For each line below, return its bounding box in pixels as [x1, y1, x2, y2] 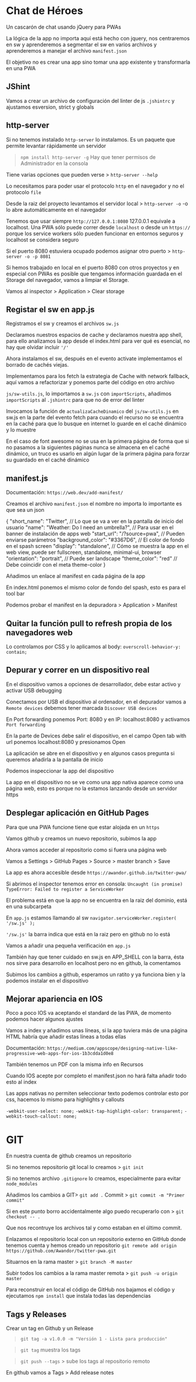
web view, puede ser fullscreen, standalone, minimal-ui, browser [6, 549, 162, 556]
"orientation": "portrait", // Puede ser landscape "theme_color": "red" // [6, 555, 177, 562]
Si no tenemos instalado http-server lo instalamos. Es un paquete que [6, 136, 176, 143]
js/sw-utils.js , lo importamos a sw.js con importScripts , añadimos [6, 390, 171, 397]
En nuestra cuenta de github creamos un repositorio [6, 1152, 132, 1159]
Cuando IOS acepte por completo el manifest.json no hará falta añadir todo [6, 1072, 187, 1080]
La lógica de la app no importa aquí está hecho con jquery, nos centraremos [6, 35, 190, 42]
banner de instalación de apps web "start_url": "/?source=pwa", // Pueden [6, 530, 185, 537]
